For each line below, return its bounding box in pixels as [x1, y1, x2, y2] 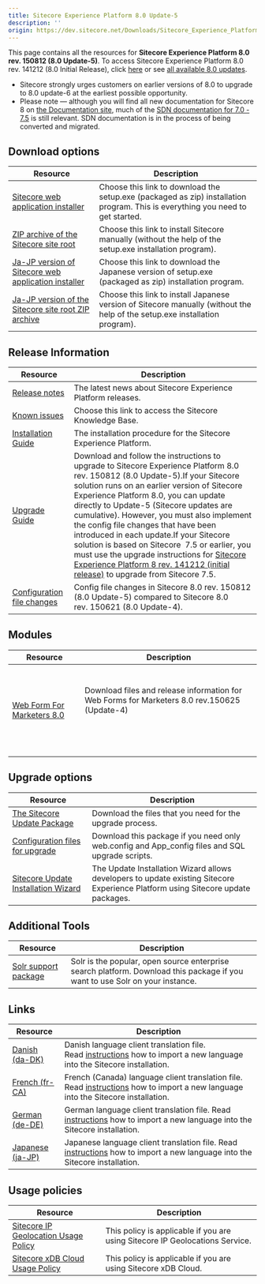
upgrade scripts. [91, 850, 153, 861]
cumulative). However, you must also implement [73, 510, 252, 520]
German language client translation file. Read [64, 1105, 231, 1116]
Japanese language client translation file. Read [64, 1137, 238, 1148]
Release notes [12, 388, 65, 398]
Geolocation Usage [12, 1230, 84, 1241]
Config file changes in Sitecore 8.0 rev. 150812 [73, 582, 252, 592]
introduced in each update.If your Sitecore [73, 530, 230, 540]
